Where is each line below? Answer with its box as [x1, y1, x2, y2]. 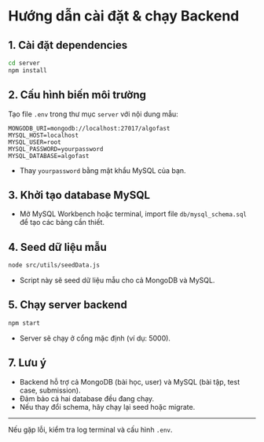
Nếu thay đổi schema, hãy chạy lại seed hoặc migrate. [19, 402, 196, 411]
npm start [8, 319, 41, 327]
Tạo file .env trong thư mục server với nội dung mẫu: [8, 109, 178, 119]
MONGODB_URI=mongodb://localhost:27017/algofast [8, 124, 170, 132]
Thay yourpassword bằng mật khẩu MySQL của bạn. [19, 165, 186, 175]
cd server [8, 59, 41, 67]
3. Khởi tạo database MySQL [8, 188, 151, 201]
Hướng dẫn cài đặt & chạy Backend [8, 7, 240, 25]
